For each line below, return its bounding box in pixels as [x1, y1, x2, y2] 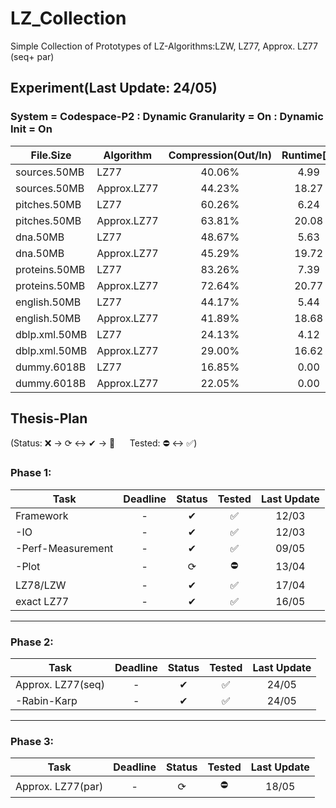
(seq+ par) [10, 50, 55, 62]
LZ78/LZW [15, 578, 67, 592]
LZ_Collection [10, 7, 127, 30]
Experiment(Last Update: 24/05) [10, 80, 218, 97]
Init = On [10, 122, 53, 136]
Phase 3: [10, 734, 55, 748]
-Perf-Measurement [15, 541, 114, 555]
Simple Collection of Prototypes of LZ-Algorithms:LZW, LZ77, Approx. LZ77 [10, 40, 318, 52]
